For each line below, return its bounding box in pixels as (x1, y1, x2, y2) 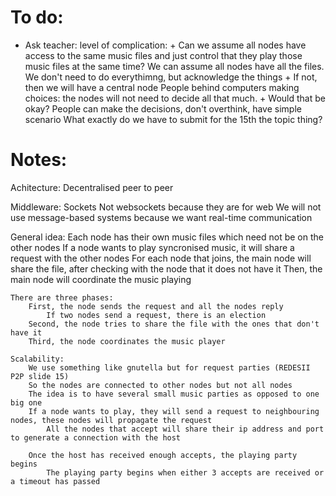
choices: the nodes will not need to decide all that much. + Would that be (24, 92, 326, 104)
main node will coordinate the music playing (10, 273, 192, 285)
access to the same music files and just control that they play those (24, 49, 303, 61)
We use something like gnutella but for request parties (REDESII (28, 362, 311, 373)
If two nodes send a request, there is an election (46, 310, 267, 320)
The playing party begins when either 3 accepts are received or (46, 467, 325, 478)
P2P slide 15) (10, 371, 70, 381)
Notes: (10, 149, 68, 171)
